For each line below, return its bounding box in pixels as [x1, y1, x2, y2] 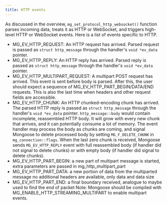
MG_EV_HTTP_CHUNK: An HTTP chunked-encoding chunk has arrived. [12, 99, 160, 105]
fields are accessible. [12, 94, 56, 100]
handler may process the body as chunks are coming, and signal [12, 126, 146, 132]
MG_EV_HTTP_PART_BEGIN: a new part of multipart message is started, [12, 158, 161, 164]
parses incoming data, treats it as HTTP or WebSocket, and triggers [5, 26, 145, 32]
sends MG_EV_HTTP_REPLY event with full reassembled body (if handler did [12, 142, 162, 148]
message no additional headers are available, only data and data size [12, 174, 155, 180]
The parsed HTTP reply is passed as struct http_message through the [12, 105, 156, 111]
